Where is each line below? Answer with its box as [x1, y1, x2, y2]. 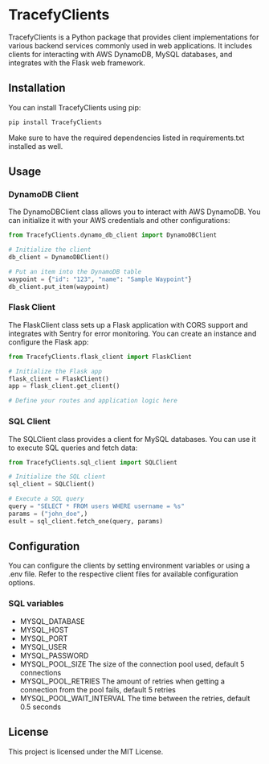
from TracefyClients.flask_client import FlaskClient [8, 353, 193, 361]
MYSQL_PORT [19, 634, 68, 643]
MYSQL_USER [19, 642, 67, 651]
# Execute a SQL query [8, 495, 84, 503]
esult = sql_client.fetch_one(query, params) [8, 517, 163, 525]
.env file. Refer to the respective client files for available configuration [8, 569, 238, 579]
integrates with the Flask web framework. [8, 58, 146, 68]
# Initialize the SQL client [8, 473, 106, 481]
